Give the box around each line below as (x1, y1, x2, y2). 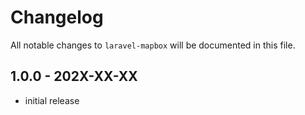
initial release (24, 94, 80, 106)
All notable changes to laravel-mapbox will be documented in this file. (10, 39, 296, 51)
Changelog (10, 6, 104, 29)
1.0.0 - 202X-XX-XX (10, 68, 138, 85)
